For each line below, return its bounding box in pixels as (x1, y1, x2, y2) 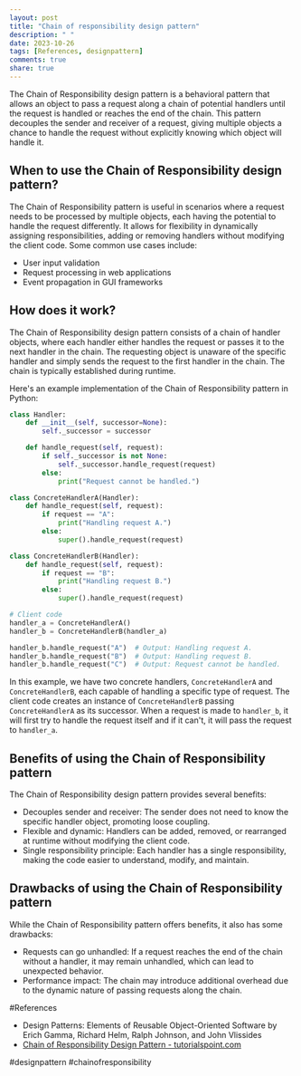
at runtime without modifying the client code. (22, 835, 190, 847)
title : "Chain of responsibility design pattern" (9, 22, 201, 31)
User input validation (22, 257, 100, 268)
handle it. (9, 137, 44, 148)
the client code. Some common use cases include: (9, 239, 197, 250)
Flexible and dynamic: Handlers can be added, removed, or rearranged (22, 826, 287, 837)
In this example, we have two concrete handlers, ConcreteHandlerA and (9, 677, 273, 687)
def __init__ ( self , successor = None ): (25, 418, 168, 428)
